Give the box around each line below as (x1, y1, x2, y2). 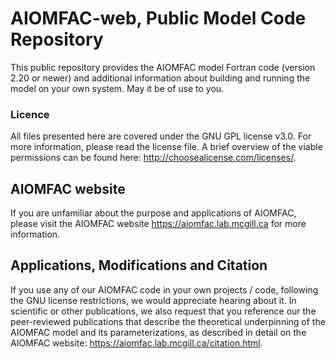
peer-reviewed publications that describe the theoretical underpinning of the (10, 315, 326, 327)
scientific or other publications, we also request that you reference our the (10, 305, 317, 317)
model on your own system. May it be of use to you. (10, 82, 225, 94)
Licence (10, 107, 50, 121)
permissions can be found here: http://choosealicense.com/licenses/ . (10, 152, 297, 164)
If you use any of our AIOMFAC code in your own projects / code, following (10, 283, 319, 296)
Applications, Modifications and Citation (10, 257, 268, 274)
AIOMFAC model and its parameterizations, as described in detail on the (10, 326, 307, 338)
